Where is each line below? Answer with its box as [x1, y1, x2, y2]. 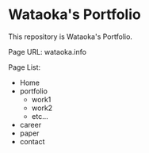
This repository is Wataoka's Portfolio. [8, 32, 133, 41]
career [19, 120, 42, 129]
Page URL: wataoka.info [8, 47, 87, 56]
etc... [31, 111, 49, 120]
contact [19, 136, 45, 146]
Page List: [8, 62, 41, 72]
